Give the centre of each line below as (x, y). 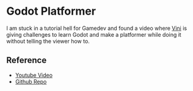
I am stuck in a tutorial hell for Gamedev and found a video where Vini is (97, 28)
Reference (27, 60)
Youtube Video (34, 75)
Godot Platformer (51, 11)
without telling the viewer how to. (48, 41)
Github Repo (31, 81)
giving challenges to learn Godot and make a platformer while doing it (94, 34)
